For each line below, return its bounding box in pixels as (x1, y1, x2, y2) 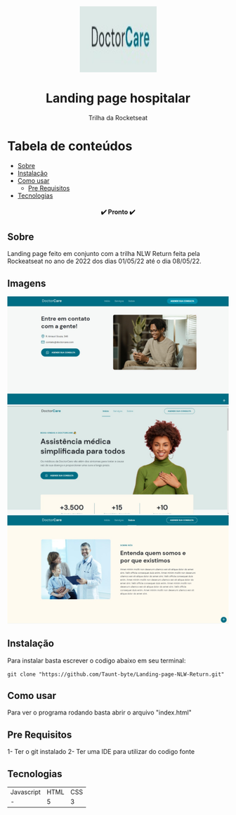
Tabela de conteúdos (7, 139, 133, 154)
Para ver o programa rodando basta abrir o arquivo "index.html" (7, 708, 192, 717)
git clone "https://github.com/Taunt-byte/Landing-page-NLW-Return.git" (7, 671, 225, 678)
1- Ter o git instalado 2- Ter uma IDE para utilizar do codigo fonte (7, 747, 195, 756)
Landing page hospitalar (45, 91, 191, 106)
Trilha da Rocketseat (88, 113, 148, 122)
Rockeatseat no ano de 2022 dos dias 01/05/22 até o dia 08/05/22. (7, 257, 202, 266)
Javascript (10, 788, 41, 796)
